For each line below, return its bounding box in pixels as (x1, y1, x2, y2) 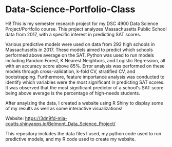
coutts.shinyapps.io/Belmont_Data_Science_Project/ (5, 120, 116, 127)
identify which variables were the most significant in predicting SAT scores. (5, 79, 165, 85)
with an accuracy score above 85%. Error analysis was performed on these (5, 63, 165, 69)
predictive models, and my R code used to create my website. (5, 136, 136, 142)
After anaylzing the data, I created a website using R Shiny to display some (5, 100, 163, 106)
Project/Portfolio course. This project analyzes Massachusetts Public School (5, 26, 167, 32)
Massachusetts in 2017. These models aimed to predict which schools (5, 46, 153, 53)
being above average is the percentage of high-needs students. (5, 90, 140, 96)
